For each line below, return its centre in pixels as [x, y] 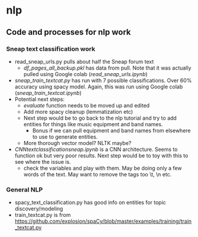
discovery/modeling [39, 209]
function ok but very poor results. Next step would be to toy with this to [101, 155]
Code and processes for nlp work [69, 32]
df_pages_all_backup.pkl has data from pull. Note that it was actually [107, 68]
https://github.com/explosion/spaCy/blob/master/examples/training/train [103, 221]
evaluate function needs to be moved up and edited [86, 105]
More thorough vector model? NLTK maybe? [77, 143]
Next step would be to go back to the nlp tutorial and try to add [100, 118]
